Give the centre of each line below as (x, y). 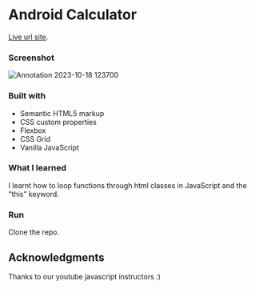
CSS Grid (35, 138)
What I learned (37, 168)
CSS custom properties (58, 122)
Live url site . (28, 37)
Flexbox (33, 130)
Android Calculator (73, 15)
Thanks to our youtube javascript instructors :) (85, 276)
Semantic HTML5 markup (62, 113)
